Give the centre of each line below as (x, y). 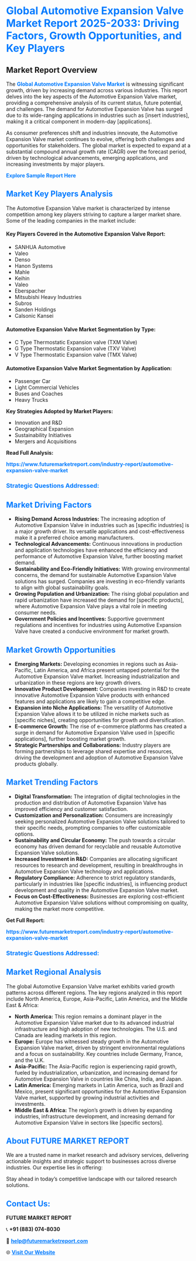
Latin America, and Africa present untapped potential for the (107, 670)
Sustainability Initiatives (43, 435)
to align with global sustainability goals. (62, 588)
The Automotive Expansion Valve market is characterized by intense (88, 208)
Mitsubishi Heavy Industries (48, 297)
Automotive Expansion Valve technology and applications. (85, 871)
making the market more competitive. (60, 908)
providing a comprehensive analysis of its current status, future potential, (94, 103)
